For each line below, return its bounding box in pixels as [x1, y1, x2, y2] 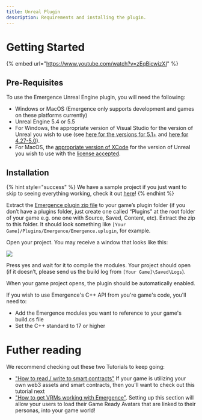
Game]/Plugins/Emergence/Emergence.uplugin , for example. [6, 227, 151, 235]
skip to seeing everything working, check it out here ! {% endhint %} [6, 190, 174, 197]
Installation [6, 167, 49, 178]
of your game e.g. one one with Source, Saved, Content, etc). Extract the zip [6, 214, 195, 221]
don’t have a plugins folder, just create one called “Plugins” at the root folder [6, 208, 195, 215]
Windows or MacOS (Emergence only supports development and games [14, 105, 194, 113]
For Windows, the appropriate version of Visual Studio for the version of [14, 125, 194, 132]
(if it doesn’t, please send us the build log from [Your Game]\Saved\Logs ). [6, 268, 186, 276]
